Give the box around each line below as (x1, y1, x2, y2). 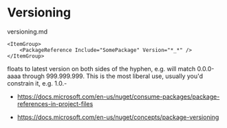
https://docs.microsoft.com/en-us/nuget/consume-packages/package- (17, 92, 220, 101)
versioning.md (7, 27, 48, 36)
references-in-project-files (17, 99, 94, 107)
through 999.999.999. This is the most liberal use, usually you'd (22, 72, 204, 80)
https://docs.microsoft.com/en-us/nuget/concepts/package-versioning (17, 113, 219, 121)
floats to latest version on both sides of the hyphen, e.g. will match (7, 64, 196, 73)
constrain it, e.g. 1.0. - (7, 79, 67, 87)
